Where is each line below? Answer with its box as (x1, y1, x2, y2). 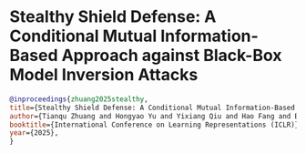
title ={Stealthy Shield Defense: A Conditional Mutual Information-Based (9, 103, 296, 112)
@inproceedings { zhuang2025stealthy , (9, 94, 148, 104)
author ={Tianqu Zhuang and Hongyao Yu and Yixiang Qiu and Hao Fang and (9, 111, 291, 120)
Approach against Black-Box (61, 46, 282, 66)
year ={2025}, (9, 128, 59, 138)
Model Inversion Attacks (9, 65, 199, 86)
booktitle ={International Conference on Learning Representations (9, 120, 267, 129)
